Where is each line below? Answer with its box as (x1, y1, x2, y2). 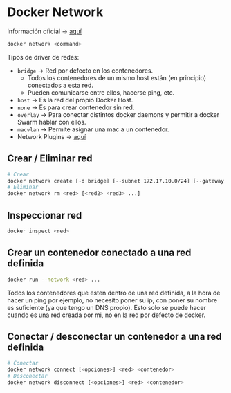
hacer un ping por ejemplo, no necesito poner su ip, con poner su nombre (7, 295, 218, 304)
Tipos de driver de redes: (7, 53, 80, 61)
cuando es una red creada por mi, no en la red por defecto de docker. (7, 311, 206, 319)
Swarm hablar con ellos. (17, 118, 86, 126)
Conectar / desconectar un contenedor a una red (7, 330, 223, 342)
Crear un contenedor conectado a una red (7, 247, 192, 259)
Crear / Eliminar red (7, 153, 93, 165)
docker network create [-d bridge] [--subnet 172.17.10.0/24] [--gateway (7, 177, 225, 184)
